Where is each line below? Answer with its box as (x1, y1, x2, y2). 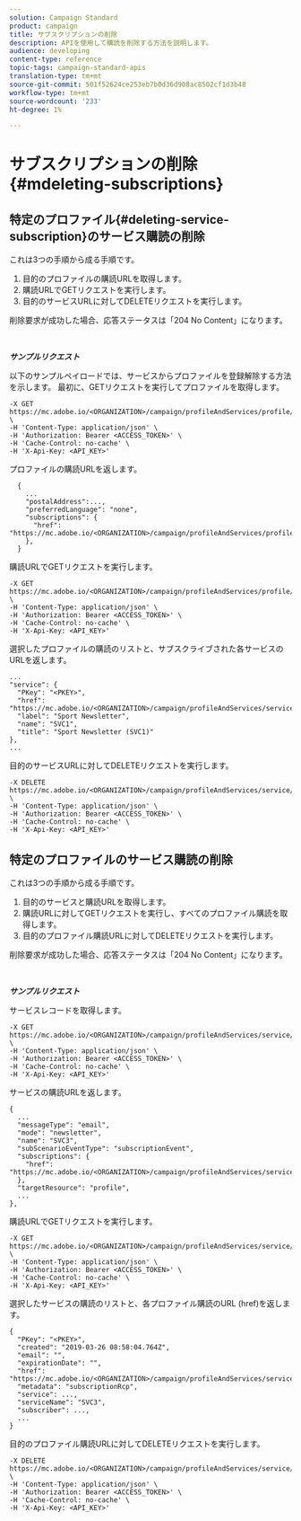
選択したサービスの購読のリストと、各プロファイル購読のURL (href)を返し (9, 1298, 283, 1309)
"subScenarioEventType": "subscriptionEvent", (17, 1145, 194, 1154)
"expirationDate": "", (17, 1358, 102, 1368)
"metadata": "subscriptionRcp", (17, 1383, 139, 1392)
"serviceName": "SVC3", (17, 1398, 106, 1407)
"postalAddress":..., (25, 498, 106, 507)
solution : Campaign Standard (9, 13, 118, 22)
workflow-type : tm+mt (9, 88, 90, 97)
